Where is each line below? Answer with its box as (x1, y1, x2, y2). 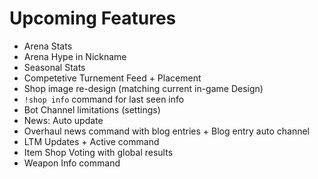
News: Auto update (23, 114, 104, 126)
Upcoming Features (9, 7, 177, 30)
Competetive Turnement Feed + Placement (23, 72, 202, 84)
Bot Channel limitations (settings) (23, 103, 161, 116)
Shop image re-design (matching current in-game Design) (23, 82, 264, 94)
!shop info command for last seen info (23, 93, 185, 105)
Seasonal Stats (23, 61, 86, 73)
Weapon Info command (23, 157, 121, 169)
